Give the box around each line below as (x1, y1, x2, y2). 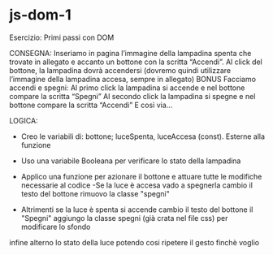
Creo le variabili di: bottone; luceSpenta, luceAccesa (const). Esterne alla (20, 132, 266, 141)
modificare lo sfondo (20, 222, 91, 231)
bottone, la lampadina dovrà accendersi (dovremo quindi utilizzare (9, 65, 232, 75)
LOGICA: (9, 115, 39, 125)
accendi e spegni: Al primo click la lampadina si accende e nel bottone (9, 83, 245, 93)
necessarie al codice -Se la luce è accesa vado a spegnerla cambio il (20, 180, 253, 190)
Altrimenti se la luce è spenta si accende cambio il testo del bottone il (20, 205, 253, 214)
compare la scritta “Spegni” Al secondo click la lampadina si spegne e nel (9, 91, 256, 101)
